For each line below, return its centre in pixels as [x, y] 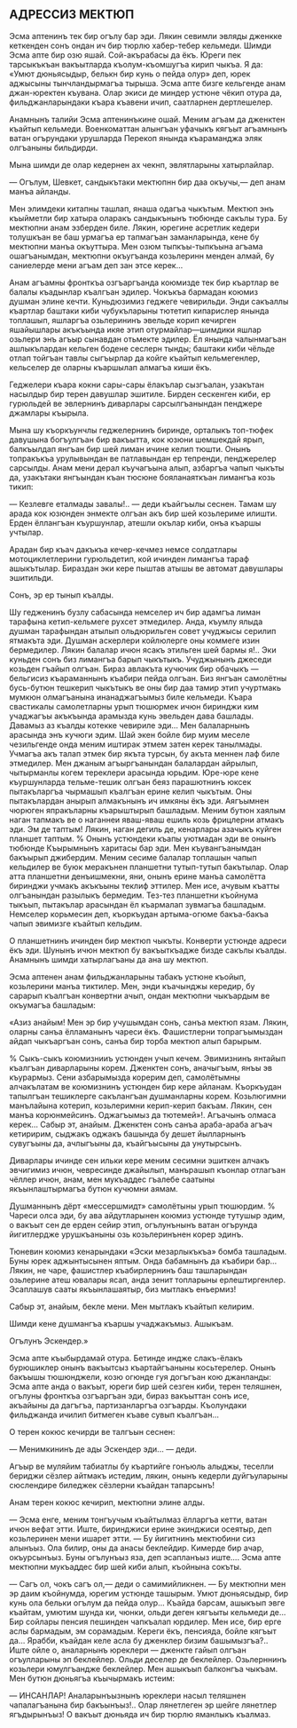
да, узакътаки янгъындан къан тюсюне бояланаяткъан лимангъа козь [142, 477]
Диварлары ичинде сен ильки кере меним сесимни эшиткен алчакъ [140, 1160]
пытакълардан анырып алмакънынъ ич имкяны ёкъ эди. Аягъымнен [139, 801]
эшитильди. [31, 577]
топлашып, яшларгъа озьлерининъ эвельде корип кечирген [123, 320]
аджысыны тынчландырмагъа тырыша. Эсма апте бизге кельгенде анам [148, 83]
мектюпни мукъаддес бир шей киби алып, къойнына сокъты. [125, 1566]
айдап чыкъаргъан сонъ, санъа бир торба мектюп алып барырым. [136, 1041]
